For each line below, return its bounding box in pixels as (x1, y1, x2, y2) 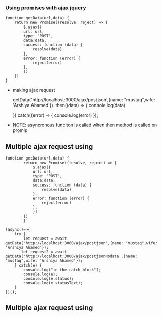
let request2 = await (21, 249, 67, 255)
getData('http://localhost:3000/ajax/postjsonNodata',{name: (5, 254, 138, 259)
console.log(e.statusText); (23, 281, 83, 286)
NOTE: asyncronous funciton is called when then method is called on (12, 122, 157, 128)
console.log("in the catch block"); (23, 267, 101, 273)
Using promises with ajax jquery (5, 4, 86, 11)
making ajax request (12, 87, 55, 93)
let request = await (23, 236, 67, 241)
